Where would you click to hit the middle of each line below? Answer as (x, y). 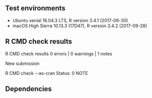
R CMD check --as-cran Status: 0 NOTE (47, 73)
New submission (22, 63)
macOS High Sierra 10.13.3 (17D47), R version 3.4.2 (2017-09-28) (80, 26)
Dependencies (28, 89)
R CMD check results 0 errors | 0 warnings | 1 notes (59, 54)
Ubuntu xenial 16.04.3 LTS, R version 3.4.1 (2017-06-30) (70, 20)
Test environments (35, 8)
